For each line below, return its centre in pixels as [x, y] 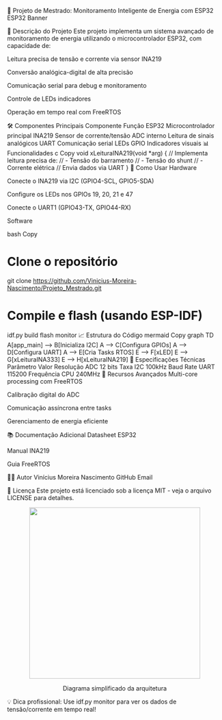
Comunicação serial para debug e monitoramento [77, 85]
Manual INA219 [28, 450]
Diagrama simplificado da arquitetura [115, 688]
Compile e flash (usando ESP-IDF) [105, 316]
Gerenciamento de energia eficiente [58, 421]
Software [20, 221]
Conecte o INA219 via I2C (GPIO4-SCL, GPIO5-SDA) [81, 181]
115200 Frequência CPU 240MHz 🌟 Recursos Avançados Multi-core [102, 374]
